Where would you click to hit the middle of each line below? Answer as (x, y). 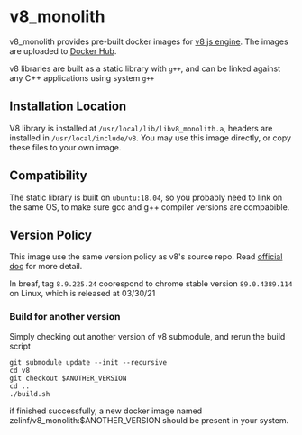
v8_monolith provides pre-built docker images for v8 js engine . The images (149, 41)
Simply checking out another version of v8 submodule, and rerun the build (147, 336)
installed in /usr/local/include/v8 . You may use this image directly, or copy (150, 138)
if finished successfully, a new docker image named (106, 411)
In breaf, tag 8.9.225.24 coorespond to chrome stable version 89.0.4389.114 (151, 284)
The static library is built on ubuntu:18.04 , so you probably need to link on (146, 197)
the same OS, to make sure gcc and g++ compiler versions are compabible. (150, 207)
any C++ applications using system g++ (82, 77)
